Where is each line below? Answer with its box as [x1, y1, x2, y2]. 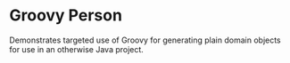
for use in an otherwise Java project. [9, 43, 145, 54]
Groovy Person [9, 5, 123, 26]
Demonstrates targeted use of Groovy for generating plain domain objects [9, 35, 281, 45]
